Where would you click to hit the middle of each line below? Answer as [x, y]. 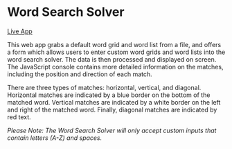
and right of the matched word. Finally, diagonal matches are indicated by [112, 109]
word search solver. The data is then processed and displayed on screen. [112, 59]
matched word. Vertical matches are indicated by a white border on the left [114, 102]
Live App [20, 31]
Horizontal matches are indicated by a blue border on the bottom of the [109, 95]
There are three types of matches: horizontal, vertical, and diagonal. [104, 87]
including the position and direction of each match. [80, 74]
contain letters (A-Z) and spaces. [55, 138]
